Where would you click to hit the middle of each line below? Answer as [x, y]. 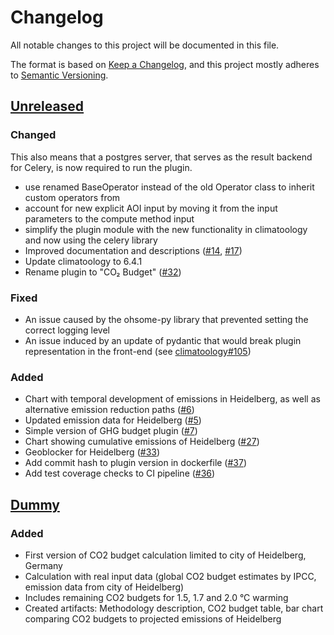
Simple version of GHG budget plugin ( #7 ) [111, 431]
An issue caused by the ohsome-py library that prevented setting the [166, 319]
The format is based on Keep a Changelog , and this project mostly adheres [165, 64]
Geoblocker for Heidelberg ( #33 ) [92, 452]
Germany [43, 565]
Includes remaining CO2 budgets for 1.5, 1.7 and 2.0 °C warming [156, 597]
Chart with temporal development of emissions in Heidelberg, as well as [172, 399]
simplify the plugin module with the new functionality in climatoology [166, 229]
